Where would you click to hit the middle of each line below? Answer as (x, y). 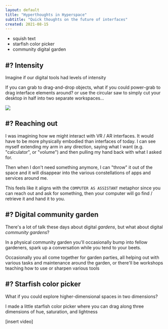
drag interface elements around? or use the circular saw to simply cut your (83, 93)
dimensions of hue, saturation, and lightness (51, 311)
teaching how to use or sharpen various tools (52, 268)
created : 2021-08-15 (27, 24)
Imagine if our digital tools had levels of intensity (56, 78)
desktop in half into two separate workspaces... (55, 98)
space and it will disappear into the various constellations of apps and (78, 173)
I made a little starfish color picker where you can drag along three (75, 306)
